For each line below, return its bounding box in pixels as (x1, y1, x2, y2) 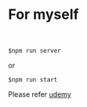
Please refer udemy (8, 89, 72, 99)
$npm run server (8, 46, 61, 54)
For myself (8, 6, 79, 24)
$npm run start (8, 76, 58, 83)
